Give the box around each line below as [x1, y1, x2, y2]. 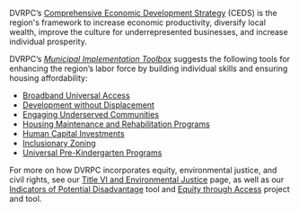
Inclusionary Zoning [22, 138, 96, 148]
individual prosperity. [9, 36, 87, 47]
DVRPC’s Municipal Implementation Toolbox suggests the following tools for [9, 54, 290, 64]
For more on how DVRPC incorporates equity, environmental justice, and [9, 165, 277, 175]
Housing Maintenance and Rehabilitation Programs [22, 119, 211, 129]
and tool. [9, 193, 42, 204]
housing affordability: [9, 73, 88, 84]
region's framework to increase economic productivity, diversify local [9, 17, 267, 28]
